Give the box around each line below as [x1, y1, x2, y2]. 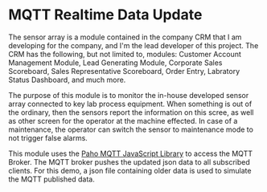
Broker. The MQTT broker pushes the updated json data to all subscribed [8, 157, 251, 166]
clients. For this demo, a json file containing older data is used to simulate [8, 165, 252, 175]
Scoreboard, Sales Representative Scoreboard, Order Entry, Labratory [8, 66, 240, 76]
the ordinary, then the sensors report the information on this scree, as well [8, 107, 254, 117]
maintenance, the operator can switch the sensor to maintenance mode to [8, 125, 253, 134]
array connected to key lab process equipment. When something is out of [8, 99, 253, 108]
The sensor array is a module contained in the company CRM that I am [8, 32, 242, 42]
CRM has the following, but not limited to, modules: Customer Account [8, 49, 241, 59]
